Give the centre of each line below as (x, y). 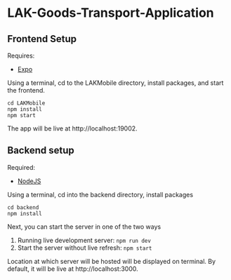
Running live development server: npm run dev (84, 240)
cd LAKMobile (26, 103)
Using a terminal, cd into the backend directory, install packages (100, 194)
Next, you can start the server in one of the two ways (84, 227)
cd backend (23, 207)
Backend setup (41, 151)
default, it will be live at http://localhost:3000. (73, 269)
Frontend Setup (42, 39)
